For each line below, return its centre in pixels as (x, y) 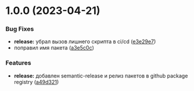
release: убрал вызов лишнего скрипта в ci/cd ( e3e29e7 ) (85, 41)
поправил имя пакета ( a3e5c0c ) (54, 48)
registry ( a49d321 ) (36, 82)
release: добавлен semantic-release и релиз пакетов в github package (101, 76)
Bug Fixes (20, 29)
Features (18, 63)
